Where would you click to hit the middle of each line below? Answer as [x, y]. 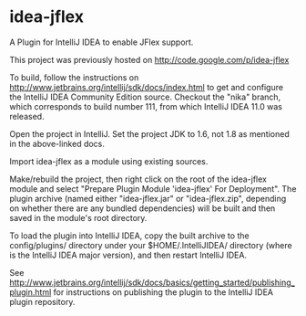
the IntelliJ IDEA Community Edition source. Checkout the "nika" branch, [145, 97]
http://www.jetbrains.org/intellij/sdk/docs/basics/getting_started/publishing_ [152, 282]
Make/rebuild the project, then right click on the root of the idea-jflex [138, 179]
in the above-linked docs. [57, 143]
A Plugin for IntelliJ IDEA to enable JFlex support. [102, 42]
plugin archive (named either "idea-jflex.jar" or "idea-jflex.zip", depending [148, 198]
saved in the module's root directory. [78, 217]
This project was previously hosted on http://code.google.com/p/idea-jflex [149, 59]
